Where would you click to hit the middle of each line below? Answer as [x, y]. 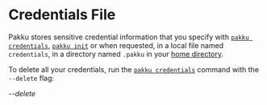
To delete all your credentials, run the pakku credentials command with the [134, 69]
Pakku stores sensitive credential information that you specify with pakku [129, 37]
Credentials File [62, 15]
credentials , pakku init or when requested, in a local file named [116, 45]
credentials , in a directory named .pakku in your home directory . [116, 54]
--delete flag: [31, 78]
